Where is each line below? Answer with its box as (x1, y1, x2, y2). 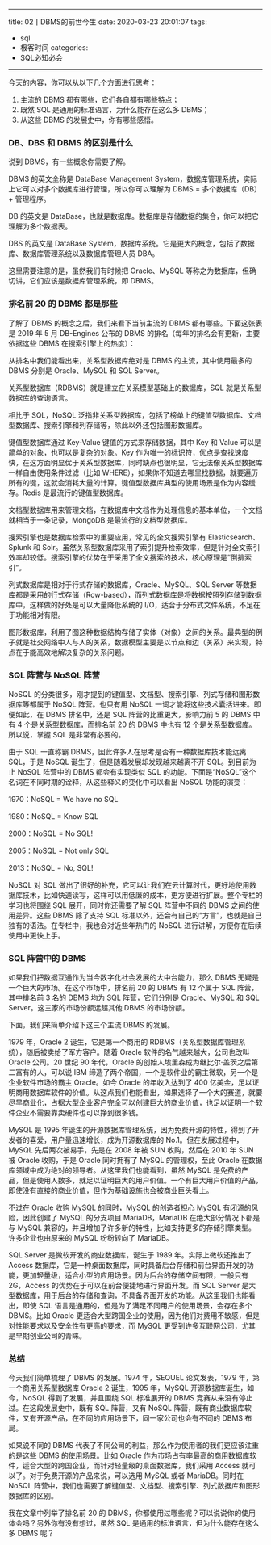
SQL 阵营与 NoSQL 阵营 (8, 670, 101, 681)
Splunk (8, 542, 32, 552)
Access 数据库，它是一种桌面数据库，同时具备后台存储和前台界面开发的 (8, 1261, 248, 1270)
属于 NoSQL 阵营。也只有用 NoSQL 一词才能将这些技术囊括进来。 (35, 699, 254, 709)
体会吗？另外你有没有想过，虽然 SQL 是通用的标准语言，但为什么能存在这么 (8, 1518, 260, 1528)
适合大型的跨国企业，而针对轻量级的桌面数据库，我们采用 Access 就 (22, 1461, 249, 1471)
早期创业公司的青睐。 (15, 1331, 86, 1341)
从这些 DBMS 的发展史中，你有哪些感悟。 (19, 115, 159, 124)
